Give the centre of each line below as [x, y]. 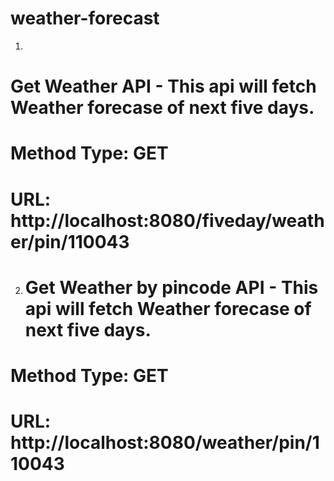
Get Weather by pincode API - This [171, 287]
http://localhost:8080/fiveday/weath [167, 220]
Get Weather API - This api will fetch [163, 86]
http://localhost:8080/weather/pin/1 [165, 443]
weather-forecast [85, 18]
